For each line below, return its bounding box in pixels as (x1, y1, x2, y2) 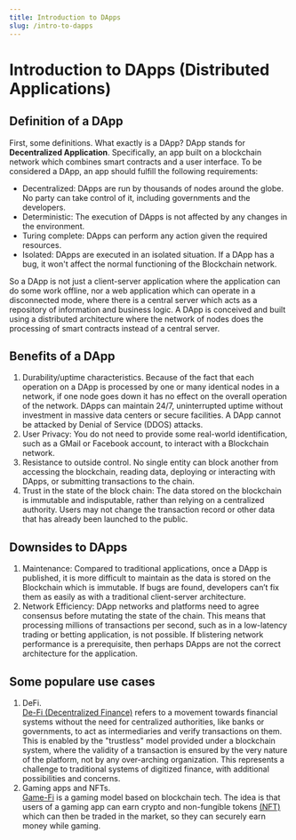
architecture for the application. (21, 648, 138, 659)
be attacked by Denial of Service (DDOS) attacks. (21, 420, 204, 430)
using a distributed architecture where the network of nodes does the (9, 313, 264, 324)
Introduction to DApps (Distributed (9, 60, 270, 80)
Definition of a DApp (9, 114, 124, 129)
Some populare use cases (9, 674, 156, 689)
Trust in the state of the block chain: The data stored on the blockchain (21, 485, 283, 496)
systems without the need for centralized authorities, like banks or (21, 716, 265, 727)
